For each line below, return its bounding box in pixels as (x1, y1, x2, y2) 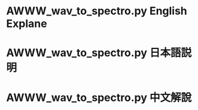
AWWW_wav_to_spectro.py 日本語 (6, 46, 181, 60)
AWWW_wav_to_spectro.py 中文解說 (6, 91, 192, 104)
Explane (6, 17, 47, 30)
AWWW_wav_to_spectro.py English (6, 4, 187, 18)
